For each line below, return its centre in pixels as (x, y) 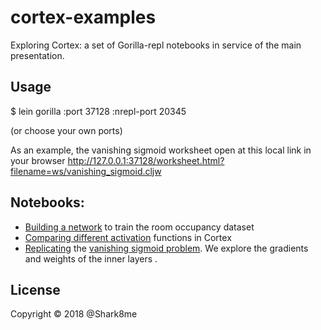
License (35, 289)
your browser (38, 160)
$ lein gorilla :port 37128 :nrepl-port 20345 (98, 111)
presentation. (37, 55)
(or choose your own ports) (66, 130)
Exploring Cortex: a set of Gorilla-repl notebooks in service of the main (156, 45)
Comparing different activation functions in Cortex (128, 237)
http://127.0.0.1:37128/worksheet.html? (146, 160)
